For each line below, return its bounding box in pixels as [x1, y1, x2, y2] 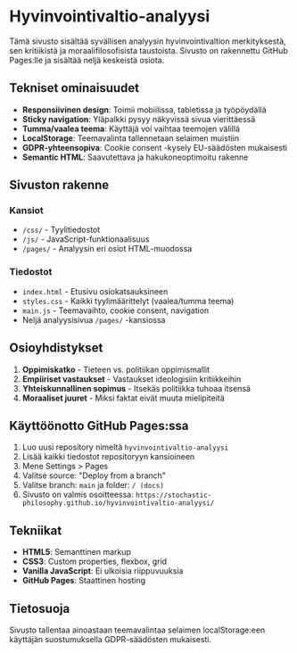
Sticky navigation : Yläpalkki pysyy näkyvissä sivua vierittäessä [21, 113, 256, 124]
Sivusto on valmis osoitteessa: [21, 489, 134, 500]
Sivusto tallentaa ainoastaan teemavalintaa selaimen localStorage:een [9, 624, 266, 635]
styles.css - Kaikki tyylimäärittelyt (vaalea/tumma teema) [21, 295, 235, 306]
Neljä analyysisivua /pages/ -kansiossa [21, 314, 166, 325]
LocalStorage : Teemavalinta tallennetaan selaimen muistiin [21, 132, 240, 144]
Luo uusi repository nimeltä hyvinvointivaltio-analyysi [21, 442, 229, 452]
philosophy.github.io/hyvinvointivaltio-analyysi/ [21, 499, 215, 508]
